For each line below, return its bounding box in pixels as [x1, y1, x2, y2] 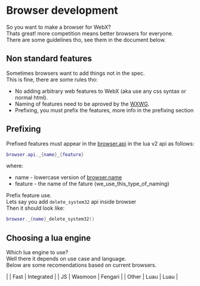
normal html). [14, 94, 48, 101]
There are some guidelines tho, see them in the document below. [6, 36, 166, 43]
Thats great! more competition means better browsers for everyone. [6, 29, 174, 37]
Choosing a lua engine [6, 233, 91, 243]
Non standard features [6, 53, 93, 64]
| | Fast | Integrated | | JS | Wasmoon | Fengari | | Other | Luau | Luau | [6, 273, 178, 281]
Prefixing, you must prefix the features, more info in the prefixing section [14, 106, 194, 114]
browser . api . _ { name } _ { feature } [6, 151, 84, 158]
